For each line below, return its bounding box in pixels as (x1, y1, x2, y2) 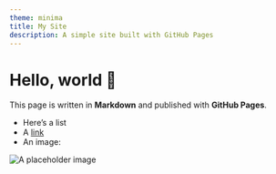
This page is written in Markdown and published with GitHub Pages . (9, 99, 267, 110)
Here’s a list (22, 118, 66, 128)
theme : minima (9, 13, 64, 23)
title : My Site (9, 22, 67, 31)
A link (22, 127, 45, 138)
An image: (22, 137, 61, 148)
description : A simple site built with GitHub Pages (9, 30, 214, 39)
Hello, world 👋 (9, 69, 117, 90)
